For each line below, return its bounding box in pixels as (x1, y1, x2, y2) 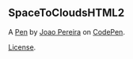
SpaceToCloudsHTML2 (8, 6, 125, 20)
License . (8, 42, 36, 52)
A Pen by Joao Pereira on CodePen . (8, 27, 125, 36)
